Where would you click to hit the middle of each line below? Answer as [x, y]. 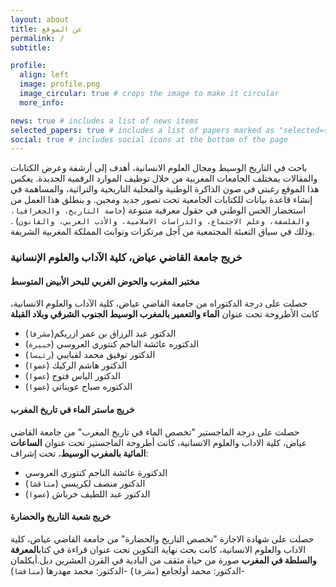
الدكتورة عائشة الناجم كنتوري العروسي [96, 472]
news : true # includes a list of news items [104, 121]
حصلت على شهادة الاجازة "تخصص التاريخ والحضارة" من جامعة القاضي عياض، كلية [162, 538]
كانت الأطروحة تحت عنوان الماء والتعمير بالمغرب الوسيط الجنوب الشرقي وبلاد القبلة [165, 314]
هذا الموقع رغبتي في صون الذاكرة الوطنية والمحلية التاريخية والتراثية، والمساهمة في [165, 189]
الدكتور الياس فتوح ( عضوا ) [72, 376]
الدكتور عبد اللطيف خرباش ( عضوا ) [87, 493]
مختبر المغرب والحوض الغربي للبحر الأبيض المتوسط [105, 281]
